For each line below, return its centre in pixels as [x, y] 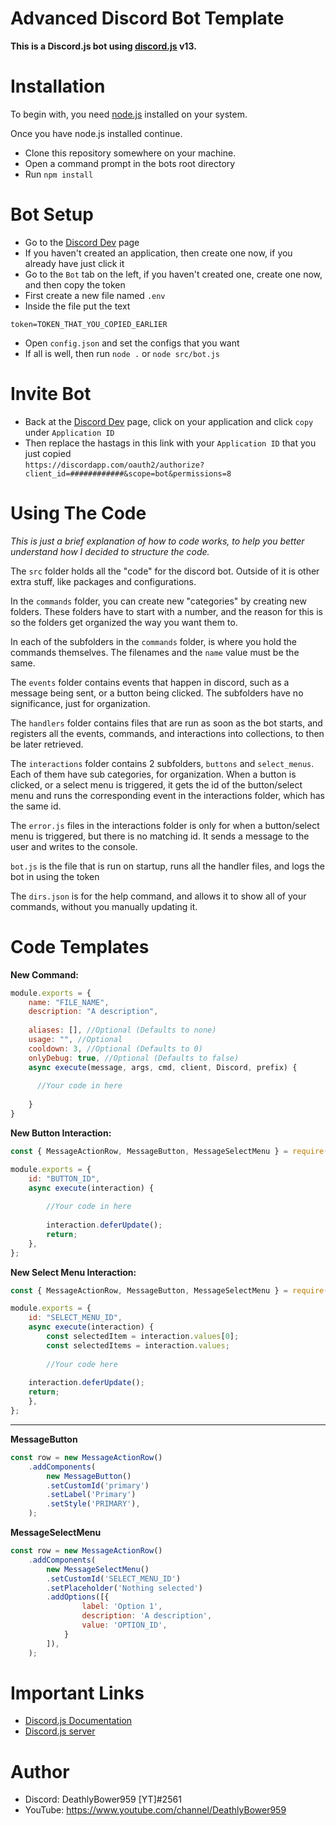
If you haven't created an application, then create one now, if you [158, 253]
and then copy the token [75, 284]
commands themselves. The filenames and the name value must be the [155, 652]
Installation [58, 86]
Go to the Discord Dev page [82, 242]
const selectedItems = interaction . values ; [138, 1345]
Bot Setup [52, 214]
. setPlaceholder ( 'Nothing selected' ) [124, 1588]
